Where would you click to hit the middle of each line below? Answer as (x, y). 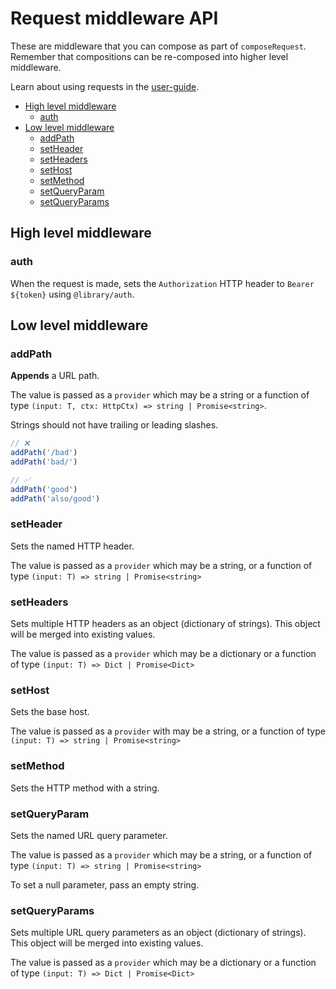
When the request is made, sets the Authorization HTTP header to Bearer (162, 283)
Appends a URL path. (55, 376)
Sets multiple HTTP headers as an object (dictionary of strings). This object (165, 624)
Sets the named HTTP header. (72, 546)
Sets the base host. (50, 712)
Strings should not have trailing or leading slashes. (114, 425)
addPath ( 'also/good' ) (55, 498)
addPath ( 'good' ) (44, 489)
